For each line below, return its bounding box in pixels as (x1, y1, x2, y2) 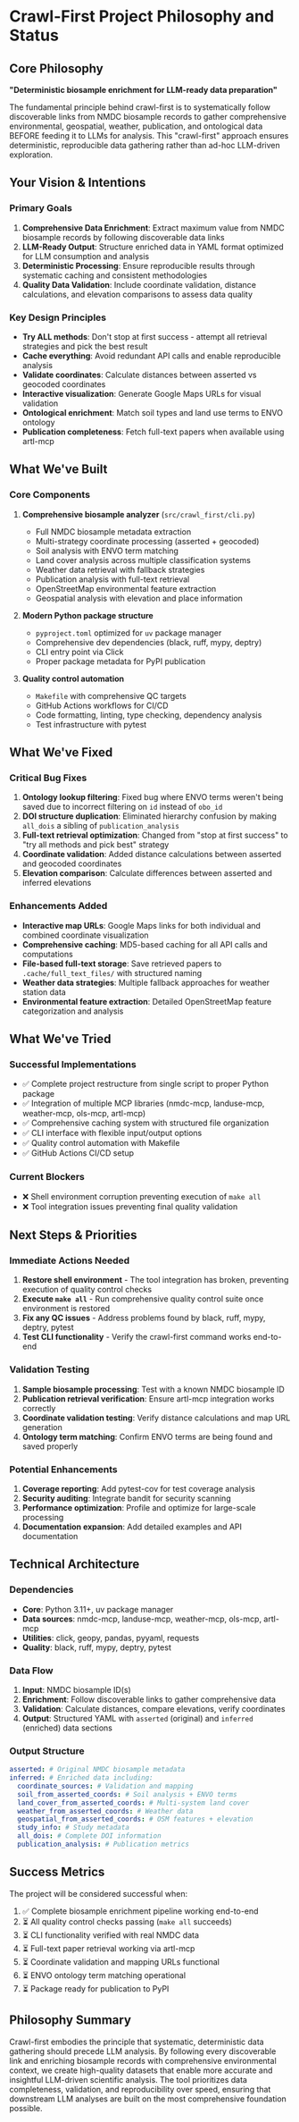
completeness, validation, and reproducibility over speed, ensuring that (9, 2084, 271, 2094)
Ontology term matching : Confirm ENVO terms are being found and (21, 1431, 273, 1442)
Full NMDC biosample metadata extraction (35, 526, 192, 537)
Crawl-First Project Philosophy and (9, 6, 275, 27)
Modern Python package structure (21, 610, 154, 620)
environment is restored (21, 1303, 111, 1314)
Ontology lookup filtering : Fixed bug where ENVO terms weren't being (21, 792, 284, 803)
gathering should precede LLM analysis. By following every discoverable (9, 2045, 277, 2057)
